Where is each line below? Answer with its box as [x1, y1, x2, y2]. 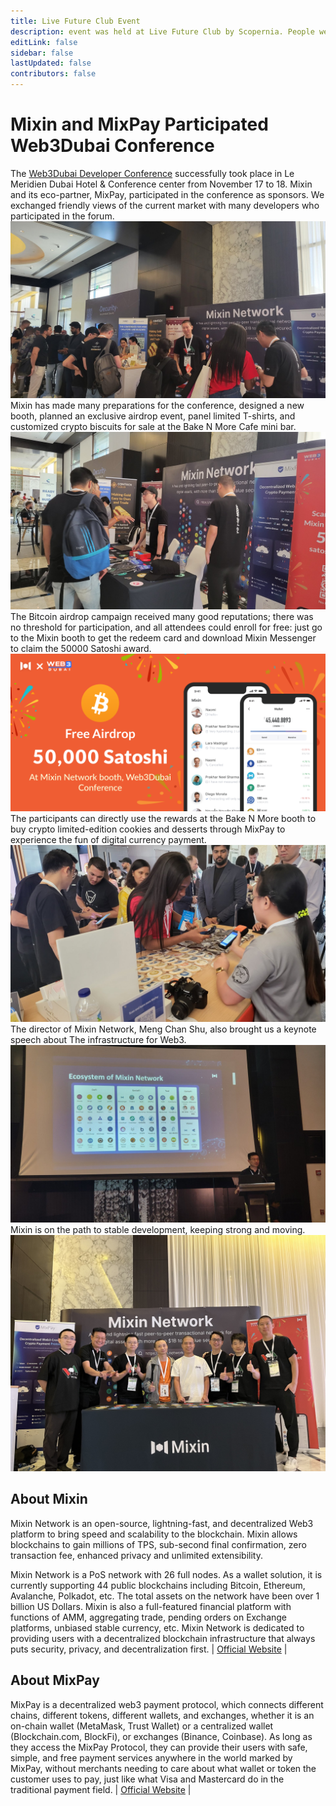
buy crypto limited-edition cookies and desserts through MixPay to [10, 823, 286, 835]
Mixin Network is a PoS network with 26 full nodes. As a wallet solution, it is [10, 1568, 323, 1580]
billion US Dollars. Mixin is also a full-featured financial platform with [10, 1600, 292, 1612]
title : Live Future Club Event [10, 16, 141, 26]
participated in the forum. [10, 210, 115, 222]
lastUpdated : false [10, 58, 92, 69]
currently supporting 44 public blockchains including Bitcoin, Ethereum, [10, 1579, 306, 1591]
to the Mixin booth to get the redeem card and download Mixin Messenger [10, 631, 317, 644]
